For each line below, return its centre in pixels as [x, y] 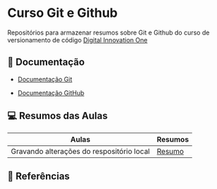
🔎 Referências [39, 176]
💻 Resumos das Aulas [58, 116]
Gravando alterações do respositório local [81, 151]
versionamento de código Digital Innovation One [77, 39]
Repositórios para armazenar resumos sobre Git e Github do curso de [108, 32]
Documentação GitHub [51, 92]
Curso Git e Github [63, 13]
